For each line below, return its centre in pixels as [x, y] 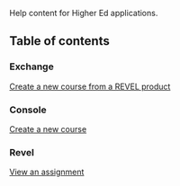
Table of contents [59, 41]
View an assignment [47, 172]
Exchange [31, 66]
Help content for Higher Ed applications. [84, 13]
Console [28, 110]
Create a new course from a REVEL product [90, 86]
